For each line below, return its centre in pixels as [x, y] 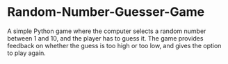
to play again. [27, 53]
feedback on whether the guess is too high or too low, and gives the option [114, 45]
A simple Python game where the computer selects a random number [107, 31]
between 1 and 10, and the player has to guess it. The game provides [105, 38]
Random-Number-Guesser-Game [106, 12]
